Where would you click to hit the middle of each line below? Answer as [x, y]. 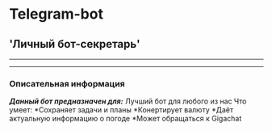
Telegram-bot [56, 14]
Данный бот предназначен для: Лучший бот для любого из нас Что [128, 101]
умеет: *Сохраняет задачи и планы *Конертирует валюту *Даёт [121, 110]
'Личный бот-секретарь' [75, 44]
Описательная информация [67, 83]
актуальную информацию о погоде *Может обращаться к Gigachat [126, 119]
